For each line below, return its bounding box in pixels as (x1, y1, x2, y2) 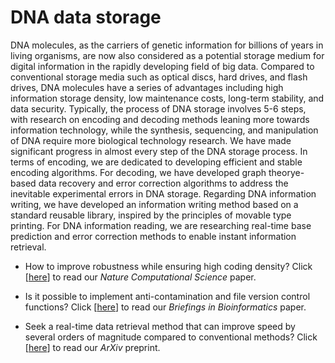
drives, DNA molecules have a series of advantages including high (10, 81, 284, 93)
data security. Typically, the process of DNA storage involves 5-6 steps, (10, 102, 307, 115)
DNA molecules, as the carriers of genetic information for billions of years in (10, 39, 324, 51)
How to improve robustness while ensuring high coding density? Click (24, 260, 313, 272)
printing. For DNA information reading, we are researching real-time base (10, 219, 312, 231)
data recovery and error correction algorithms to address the (38, 177, 289, 189)
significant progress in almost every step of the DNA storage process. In (10, 145, 308, 157)
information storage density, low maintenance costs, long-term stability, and (10, 92, 325, 104)
